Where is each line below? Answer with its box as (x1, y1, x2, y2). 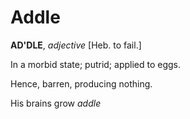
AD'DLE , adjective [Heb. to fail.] (10, 39, 142, 51)
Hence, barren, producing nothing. (10, 77, 153, 90)
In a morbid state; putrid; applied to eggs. (10, 58, 182, 70)
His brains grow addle (10, 97, 102, 109)
